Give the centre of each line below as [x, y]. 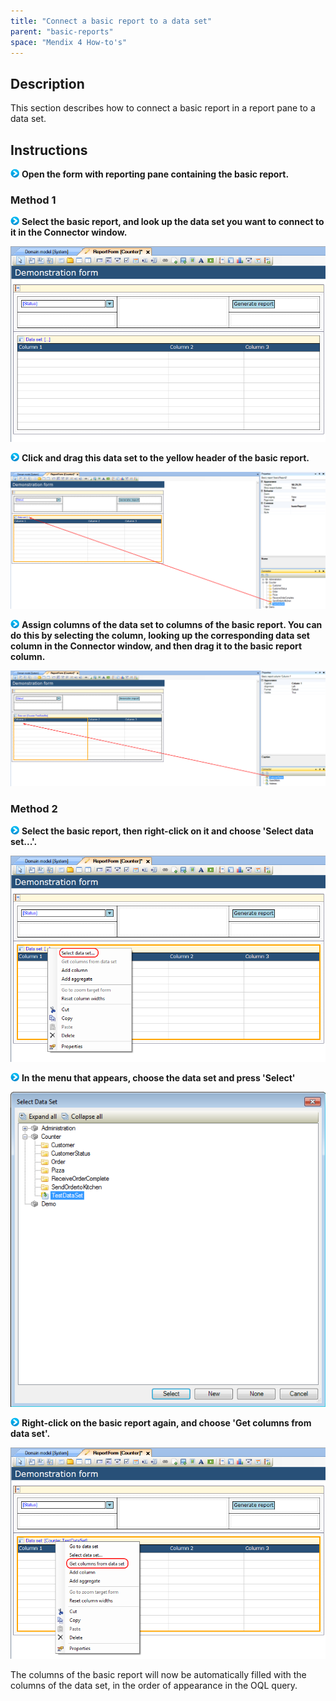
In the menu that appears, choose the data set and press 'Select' [158, 1077]
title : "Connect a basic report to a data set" [111, 21]
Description [47, 83]
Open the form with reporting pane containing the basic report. [155, 174]
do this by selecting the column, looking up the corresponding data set [160, 635]
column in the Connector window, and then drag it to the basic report [156, 646]
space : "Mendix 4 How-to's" [69, 42]
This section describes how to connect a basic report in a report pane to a [163, 108]
